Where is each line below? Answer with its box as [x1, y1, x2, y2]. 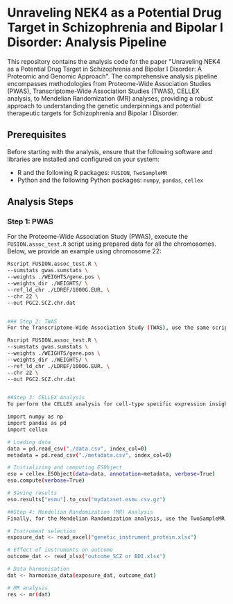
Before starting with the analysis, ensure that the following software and [7, 147, 213, 156]
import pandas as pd [7, 420, 67, 427]
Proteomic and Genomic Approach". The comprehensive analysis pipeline [7, 72, 218, 81]
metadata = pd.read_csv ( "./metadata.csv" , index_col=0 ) [7, 451, 172, 459]
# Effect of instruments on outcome [7, 546, 113, 553]
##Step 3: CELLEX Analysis [7, 394, 85, 401]
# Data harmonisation [7, 566, 70, 573]
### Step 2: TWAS [7, 318, 58, 325]
